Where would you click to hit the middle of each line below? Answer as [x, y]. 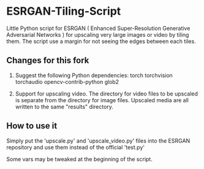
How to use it [32, 126]
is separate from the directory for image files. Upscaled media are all [102, 100]
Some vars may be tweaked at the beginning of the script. [80, 159]
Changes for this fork [48, 60]
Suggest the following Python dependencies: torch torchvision [94, 75]
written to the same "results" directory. [64, 107]
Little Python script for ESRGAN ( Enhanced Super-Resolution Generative [98, 28]
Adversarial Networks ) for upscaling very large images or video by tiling [98, 34]
